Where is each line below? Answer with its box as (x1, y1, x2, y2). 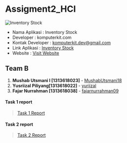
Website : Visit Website (12, 50, 59, 56)
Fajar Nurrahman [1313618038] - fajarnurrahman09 (12, 87, 119, 94)
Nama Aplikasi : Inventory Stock (12, 29, 78, 35)
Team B (5, 64, 29, 73)
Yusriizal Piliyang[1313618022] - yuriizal (12, 83, 96, 88)
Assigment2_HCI (5, 3, 76, 15)
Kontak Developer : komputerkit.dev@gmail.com (12, 39, 111, 45)
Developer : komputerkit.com (12, 34, 72, 40)
